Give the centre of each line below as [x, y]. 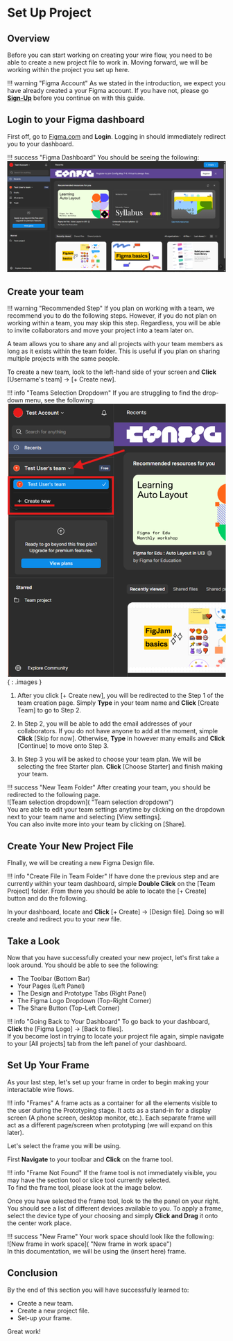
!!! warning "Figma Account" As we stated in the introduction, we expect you [116, 83]
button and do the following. [48, 898]
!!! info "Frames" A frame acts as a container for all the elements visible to [112, 1103]
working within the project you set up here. [69, 70]
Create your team [46, 292]
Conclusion [33, 1273]
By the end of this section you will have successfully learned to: [98, 1290]
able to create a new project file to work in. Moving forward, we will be [107, 62]
